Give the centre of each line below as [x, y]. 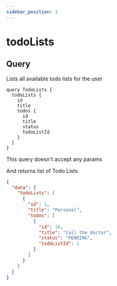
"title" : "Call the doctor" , [75, 232]
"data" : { [24, 187]
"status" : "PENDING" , [66, 238]
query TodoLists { [29, 89]
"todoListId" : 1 [59, 244]
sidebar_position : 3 [32, 12]
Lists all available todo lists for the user [55, 79]
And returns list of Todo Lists [42, 171]
